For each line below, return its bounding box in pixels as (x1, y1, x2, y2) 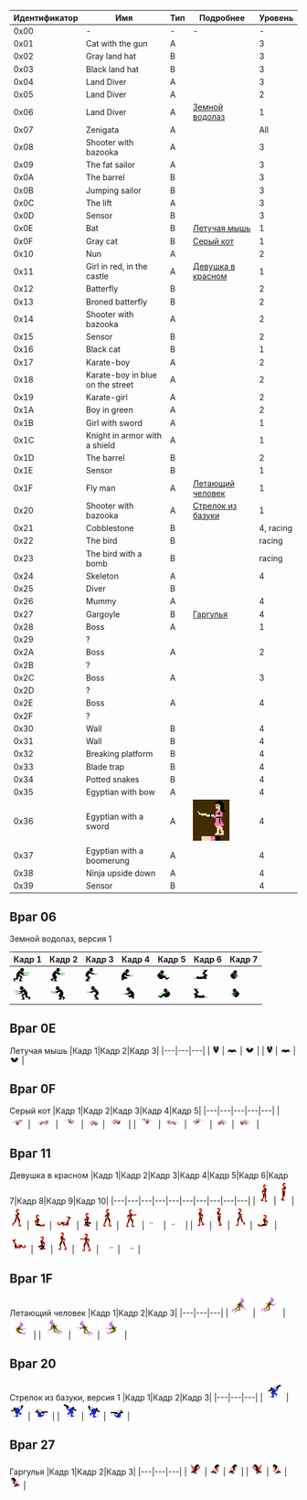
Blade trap (85, 761, 125, 772)
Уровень (259, 12, 294, 23)
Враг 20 (9, 1356, 57, 1372)
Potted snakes (85, 773, 140, 784)
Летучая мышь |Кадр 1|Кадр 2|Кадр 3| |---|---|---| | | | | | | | (9, 1045, 297, 1056)
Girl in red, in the (85, 261, 148, 271)
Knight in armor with (85, 430, 163, 441)
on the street (85, 378, 134, 389)
